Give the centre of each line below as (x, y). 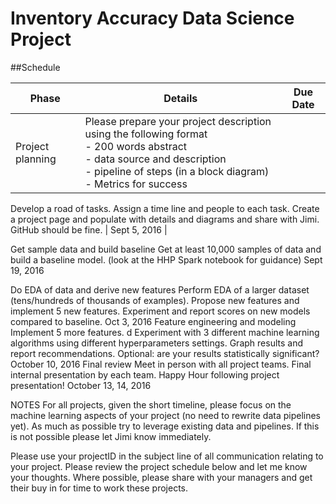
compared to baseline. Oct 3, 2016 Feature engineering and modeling (153, 321)
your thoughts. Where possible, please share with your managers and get (161, 477)
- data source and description (155, 159)
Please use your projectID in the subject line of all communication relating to (167, 456)
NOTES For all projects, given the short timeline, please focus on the (151, 404)
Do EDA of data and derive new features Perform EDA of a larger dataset (160, 289)
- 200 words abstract (136, 146)
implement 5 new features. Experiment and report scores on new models (160, 311)
